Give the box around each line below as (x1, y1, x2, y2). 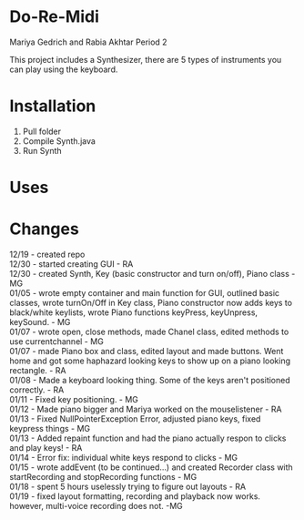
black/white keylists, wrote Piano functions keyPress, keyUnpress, (9, 307, 258, 318)
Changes (9, 219, 79, 240)
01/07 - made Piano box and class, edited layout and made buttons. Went (9, 346, 284, 356)
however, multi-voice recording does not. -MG (9, 501, 184, 511)
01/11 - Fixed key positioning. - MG (9, 394, 139, 404)
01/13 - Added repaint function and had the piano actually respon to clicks (9, 433, 287, 444)
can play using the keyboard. (9, 64, 118, 75)
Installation (9, 96, 96, 117)
